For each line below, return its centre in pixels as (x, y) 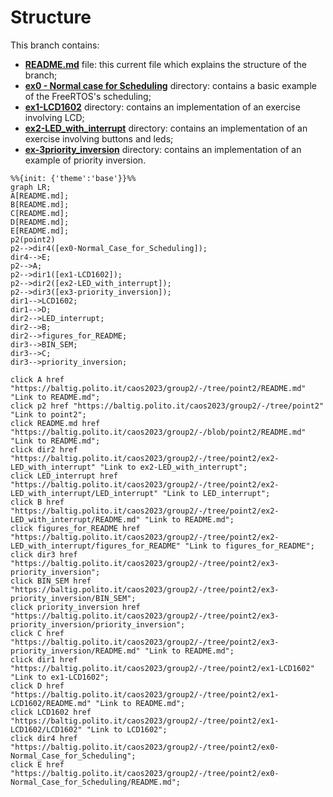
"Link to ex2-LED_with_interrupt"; (173, 467)
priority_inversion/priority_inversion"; (98, 624)
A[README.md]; (40, 196)
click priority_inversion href (75, 607)
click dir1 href (44, 659)
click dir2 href (44, 449)
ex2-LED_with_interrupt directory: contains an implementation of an (166, 128)
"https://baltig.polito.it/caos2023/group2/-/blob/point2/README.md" (158, 432)
